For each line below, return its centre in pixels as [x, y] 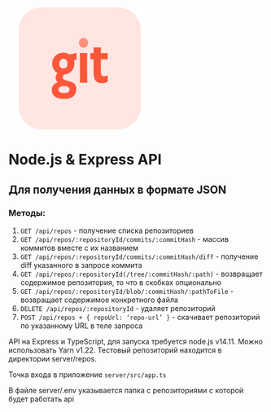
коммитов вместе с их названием [79, 248]
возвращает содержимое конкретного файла [99, 300]
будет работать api [42, 399]
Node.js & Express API [85, 160]
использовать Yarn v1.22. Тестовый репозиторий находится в [115, 350]
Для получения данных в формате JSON [117, 189]
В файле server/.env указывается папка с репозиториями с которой [126, 390]
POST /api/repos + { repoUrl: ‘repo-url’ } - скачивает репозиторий [140, 317]
